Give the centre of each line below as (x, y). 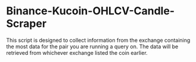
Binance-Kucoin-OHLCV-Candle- (90, 11)
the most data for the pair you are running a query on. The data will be (92, 46)
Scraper (26, 24)
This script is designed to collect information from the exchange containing (98, 40)
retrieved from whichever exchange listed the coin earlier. (77, 52)
